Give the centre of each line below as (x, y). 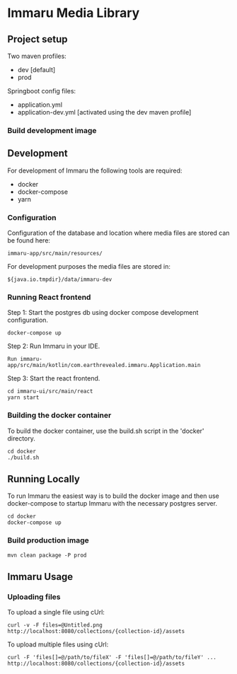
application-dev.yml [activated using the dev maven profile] (104, 112)
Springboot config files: (42, 91)
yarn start (23, 397)
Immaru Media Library (74, 13)
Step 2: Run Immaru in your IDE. (54, 346)
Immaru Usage (40, 577)
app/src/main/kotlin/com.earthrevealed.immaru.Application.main (104, 366)
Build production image (48, 540)
